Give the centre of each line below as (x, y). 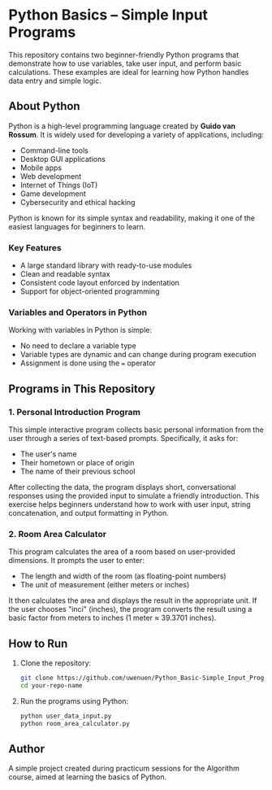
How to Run (38, 643)
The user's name (48, 454)
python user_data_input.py (66, 716)
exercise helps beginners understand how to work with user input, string (130, 504)
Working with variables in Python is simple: (80, 330)
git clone (37, 678)
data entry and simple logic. (55, 81)
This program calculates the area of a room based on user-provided (122, 552)
